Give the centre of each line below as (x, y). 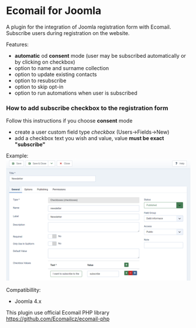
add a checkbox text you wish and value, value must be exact (89, 138)
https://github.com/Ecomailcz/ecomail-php (58, 319)
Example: (17, 156)
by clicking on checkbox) (45, 62)
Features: (18, 44)
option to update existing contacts (56, 74)
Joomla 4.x (28, 301)
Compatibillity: (23, 289)
